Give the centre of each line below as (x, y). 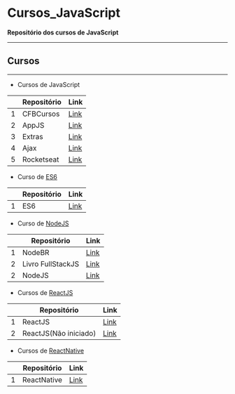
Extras (33, 136)
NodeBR (36, 252)
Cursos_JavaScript (64, 13)
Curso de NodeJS (43, 223)
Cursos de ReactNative (51, 350)
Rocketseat (41, 159)
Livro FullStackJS (50, 263)
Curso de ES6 (37, 176)
